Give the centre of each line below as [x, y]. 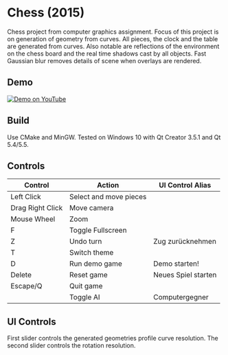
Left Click [26, 197]
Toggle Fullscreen [98, 230]
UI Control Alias [185, 185]
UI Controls [32, 322]
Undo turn [86, 242]
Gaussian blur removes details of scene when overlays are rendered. [104, 60]
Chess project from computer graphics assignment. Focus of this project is [113, 32]
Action [108, 185]
